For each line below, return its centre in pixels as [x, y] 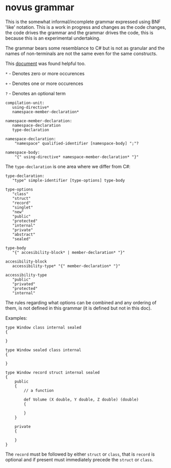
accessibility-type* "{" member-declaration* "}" [66, 266]
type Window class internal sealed [43, 327]
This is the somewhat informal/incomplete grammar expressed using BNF [83, 22]
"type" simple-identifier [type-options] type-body [69, 180]
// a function [39, 390]
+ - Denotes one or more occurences [44, 83]
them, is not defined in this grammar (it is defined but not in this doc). [79, 308]
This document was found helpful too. [45, 63]
